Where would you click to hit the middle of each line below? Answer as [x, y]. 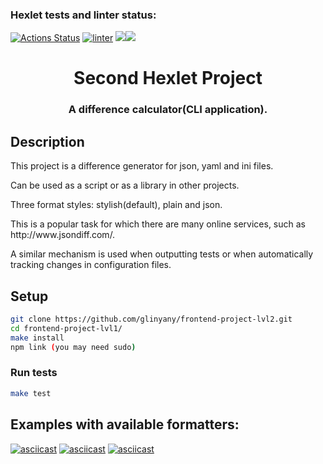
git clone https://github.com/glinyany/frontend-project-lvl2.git [151, 319]
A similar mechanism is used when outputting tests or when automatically [162, 254]
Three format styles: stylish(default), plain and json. [116, 205]
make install [37, 338]
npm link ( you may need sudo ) [73, 347]
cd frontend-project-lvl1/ [66, 328]
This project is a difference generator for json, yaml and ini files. [142, 166]
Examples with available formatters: [125, 424]
